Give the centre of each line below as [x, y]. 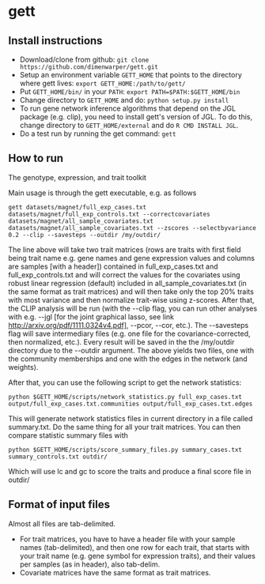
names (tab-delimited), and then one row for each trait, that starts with [134, 547]
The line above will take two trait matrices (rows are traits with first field [125, 249]
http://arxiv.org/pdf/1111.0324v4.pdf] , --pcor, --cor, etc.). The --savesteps [129, 325]
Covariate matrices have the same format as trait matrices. [115, 572]
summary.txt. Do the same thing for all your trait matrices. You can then [125, 427]
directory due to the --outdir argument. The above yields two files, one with [131, 350]
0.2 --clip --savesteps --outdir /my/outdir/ [84, 235]
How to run [36, 158]
